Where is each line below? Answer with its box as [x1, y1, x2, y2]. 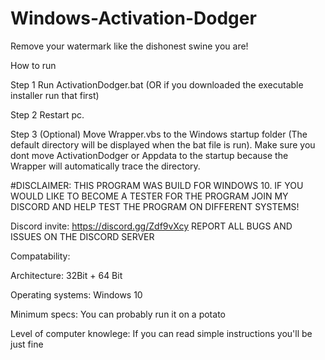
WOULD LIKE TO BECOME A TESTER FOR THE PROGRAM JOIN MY [10, 190, 289, 202]
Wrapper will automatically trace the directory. [10, 160, 201, 172]
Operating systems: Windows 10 [10, 288, 143, 301]
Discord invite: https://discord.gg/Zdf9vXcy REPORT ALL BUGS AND [10, 220, 293, 232]
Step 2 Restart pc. [10, 108, 85, 121]
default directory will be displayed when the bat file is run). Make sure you [10, 138, 316, 151]
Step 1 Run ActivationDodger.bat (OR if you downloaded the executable [10, 78, 304, 91]
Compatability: [10, 250, 71, 262]
